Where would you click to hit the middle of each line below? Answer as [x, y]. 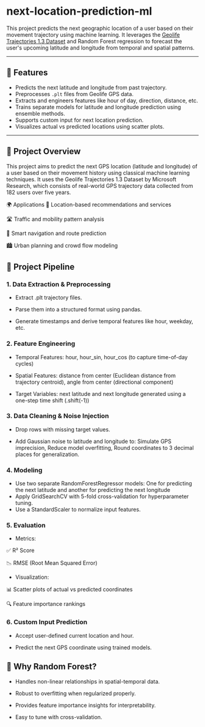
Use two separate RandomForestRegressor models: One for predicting [103, 483]
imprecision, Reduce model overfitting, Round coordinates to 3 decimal [104, 447]
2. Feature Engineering [41, 344]
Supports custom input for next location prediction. [79, 120]
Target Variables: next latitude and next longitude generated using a [100, 393]
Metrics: [26, 539]
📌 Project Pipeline [41, 267]
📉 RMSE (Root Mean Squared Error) [52, 563]
